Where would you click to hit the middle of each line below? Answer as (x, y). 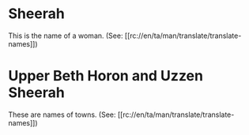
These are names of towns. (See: (62, 114)
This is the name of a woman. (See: (66, 36)
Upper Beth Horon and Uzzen (106, 76)
